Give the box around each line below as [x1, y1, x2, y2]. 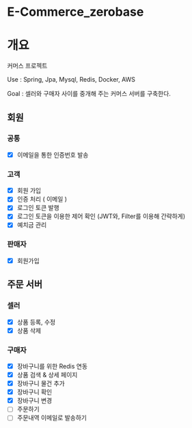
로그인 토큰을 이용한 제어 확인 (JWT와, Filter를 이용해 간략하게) [16, 212, 186, 220]
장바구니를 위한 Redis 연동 [16, 361, 87, 370]
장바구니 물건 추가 [16, 379, 65, 388]
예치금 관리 [16, 221, 47, 229]
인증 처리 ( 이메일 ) [16, 195, 67, 203]
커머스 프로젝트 [7, 62, 48, 70]
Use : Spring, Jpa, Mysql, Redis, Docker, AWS [7, 75, 135, 84]
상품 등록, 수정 [16, 318, 56, 326]
